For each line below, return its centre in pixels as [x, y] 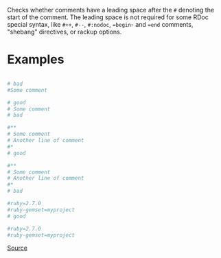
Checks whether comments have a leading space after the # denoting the [111, 10]
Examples [36, 59]
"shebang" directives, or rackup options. [65, 32]
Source [17, 248]
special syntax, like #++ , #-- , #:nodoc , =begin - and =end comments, [100, 24]
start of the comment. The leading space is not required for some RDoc [108, 17]
